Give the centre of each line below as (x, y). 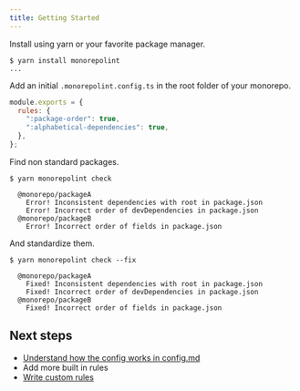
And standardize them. (52, 243)
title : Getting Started (55, 18)
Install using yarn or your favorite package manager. (108, 44)
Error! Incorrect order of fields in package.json (124, 226)
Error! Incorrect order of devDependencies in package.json (142, 211)
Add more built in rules (65, 367)
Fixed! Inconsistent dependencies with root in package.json (144, 283)
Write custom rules (58, 377)
